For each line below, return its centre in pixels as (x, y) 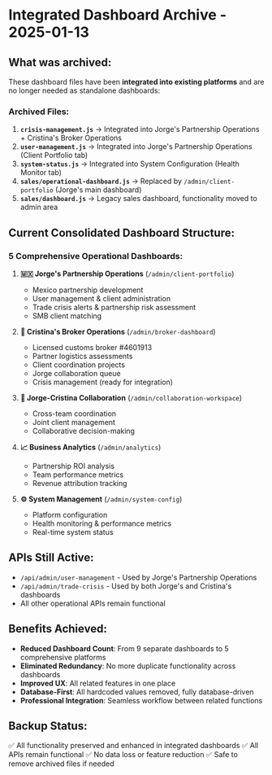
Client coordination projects (79, 365)
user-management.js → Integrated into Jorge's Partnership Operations (136, 147)
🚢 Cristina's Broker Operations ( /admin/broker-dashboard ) (118, 331)
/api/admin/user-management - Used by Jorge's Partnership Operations (138, 577)
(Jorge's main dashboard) (99, 190)
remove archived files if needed (61, 764)
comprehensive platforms (63, 657)
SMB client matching (67, 316)
